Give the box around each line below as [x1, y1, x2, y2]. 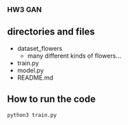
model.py [17, 66, 44, 74]
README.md [17, 73, 54, 82]
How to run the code [7, 93, 96, 105]
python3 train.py [7, 111, 57, 118]
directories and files [7, 26, 95, 38]
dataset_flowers [17, 44, 63, 52]
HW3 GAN [7, 5, 43, 14]
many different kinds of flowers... [27, 52, 122, 60]
